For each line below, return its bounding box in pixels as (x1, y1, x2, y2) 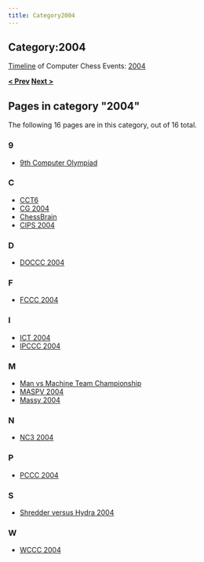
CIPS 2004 (19, 220, 55, 230)
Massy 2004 (19, 395, 61, 405)
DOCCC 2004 (19, 258, 65, 267)
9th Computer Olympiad (19, 158, 98, 167)
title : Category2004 (8, 11, 76, 20)
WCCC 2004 (19, 545, 61, 555)
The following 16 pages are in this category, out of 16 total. (8, 120, 198, 130)
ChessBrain (19, 211, 57, 221)
